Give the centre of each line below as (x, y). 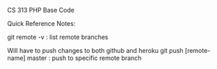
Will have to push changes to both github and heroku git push (95, 51)
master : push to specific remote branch (84, 58)
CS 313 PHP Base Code (41, 10)
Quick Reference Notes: (41, 23)
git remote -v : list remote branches (58, 37)
